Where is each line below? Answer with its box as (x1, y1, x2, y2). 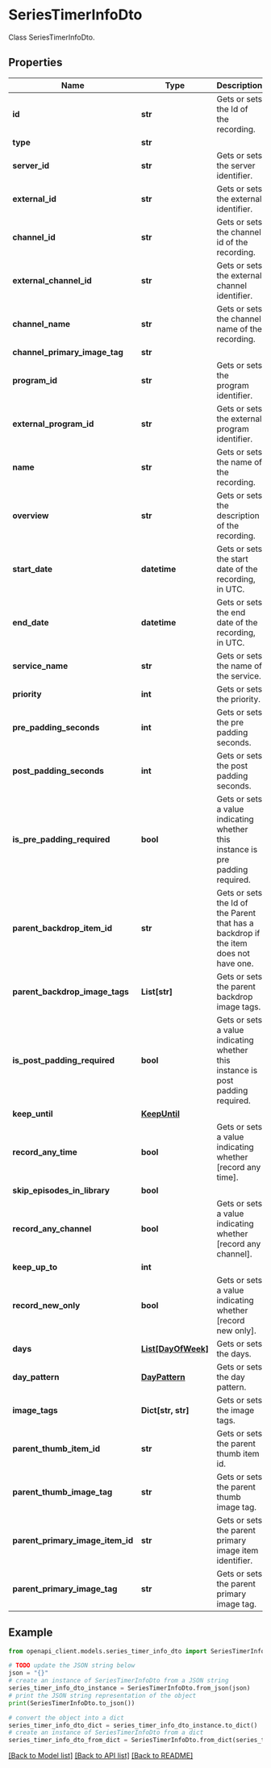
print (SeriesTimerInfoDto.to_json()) (8, 1699, 135, 1707)
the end (216, 607, 246, 618)
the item (216, 938, 248, 949)
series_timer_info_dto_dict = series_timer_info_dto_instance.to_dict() (8, 1721, 258, 1729)
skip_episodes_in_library (12, 1185, 110, 1196)
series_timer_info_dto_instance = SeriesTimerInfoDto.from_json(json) (8, 1684, 251, 1692)
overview (12, 510, 49, 521)
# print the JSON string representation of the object (8, 1691, 197, 1699)
